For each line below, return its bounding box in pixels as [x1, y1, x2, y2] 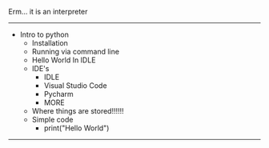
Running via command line [31, 47, 120, 56]
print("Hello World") [43, 123, 110, 133]
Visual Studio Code [43, 81, 107, 90]
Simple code [31, 115, 74, 124]
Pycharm [43, 90, 74, 98]
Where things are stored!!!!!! [31, 106, 124, 115]
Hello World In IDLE [31, 55, 96, 65]
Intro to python [19, 30, 70, 39]
